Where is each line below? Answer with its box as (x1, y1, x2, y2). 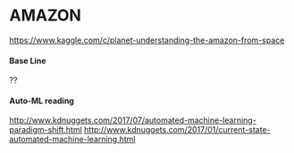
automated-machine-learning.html (9, 134, 136, 145)
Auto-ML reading (9, 95, 74, 106)
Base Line (9, 55, 46, 66)
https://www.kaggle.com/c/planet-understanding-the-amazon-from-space (9, 35, 285, 45)
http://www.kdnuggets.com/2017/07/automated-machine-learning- (9, 115, 256, 125)
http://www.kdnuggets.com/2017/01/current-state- (83, 125, 271, 135)
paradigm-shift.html (9, 125, 82, 135)
